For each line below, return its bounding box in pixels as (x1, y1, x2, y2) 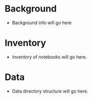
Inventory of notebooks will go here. (12, 54, 87, 60)
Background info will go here (12, 20, 72, 26)
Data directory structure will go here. (12, 88, 88, 94)
